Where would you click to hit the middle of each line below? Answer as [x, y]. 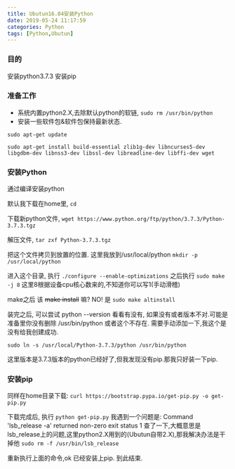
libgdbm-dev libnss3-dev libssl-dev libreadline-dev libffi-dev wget [111, 153]
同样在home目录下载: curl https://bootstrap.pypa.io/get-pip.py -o [108, 396]
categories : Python [36, 27]
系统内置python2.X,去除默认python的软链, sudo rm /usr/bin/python [115, 113]
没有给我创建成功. [33, 332]
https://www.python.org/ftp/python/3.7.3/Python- [151, 219]
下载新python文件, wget [41, 219]
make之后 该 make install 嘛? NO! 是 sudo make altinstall [91, 300]
